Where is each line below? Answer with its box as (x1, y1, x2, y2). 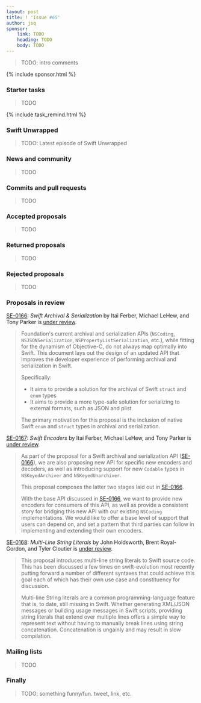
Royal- (160, 539, 177, 546)
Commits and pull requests (6, 183, 87, 192)
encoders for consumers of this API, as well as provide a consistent (20, 501, 188, 509)
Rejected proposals (6, 269, 64, 278)
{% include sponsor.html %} (6, 70, 76, 78)
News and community (6, 155, 72, 163)
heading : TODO (17, 37, 52, 43)
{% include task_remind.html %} (6, 111, 86, 118)
